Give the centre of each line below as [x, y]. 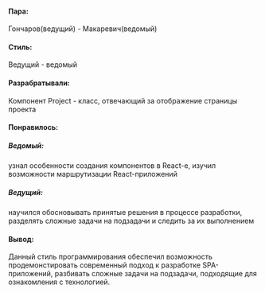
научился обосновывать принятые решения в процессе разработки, [125, 213]
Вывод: [21, 239]
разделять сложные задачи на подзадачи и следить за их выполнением [131, 221]
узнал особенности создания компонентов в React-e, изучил [112, 166]
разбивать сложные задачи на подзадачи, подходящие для [156, 274]
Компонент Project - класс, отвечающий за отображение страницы [123, 100]
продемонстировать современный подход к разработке [105, 265]
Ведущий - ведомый [43, 64]
